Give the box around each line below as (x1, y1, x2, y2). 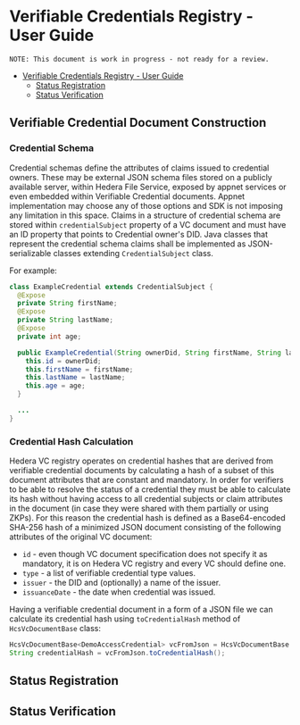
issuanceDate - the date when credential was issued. (21, 587, 216, 597)
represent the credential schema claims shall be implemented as (9, 238, 246, 249)
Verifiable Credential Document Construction (9, 115, 267, 130)
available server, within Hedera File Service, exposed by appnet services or (9, 181, 287, 192)
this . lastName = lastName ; (25, 373, 126, 382)
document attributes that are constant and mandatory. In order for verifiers (9, 475, 284, 486)
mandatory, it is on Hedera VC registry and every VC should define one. (21, 558, 287, 569)
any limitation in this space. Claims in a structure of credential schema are (9, 210, 281, 221)
